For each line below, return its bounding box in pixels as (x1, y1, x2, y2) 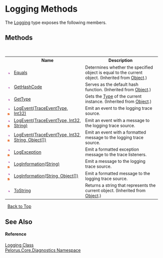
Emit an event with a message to (85, 117, 150, 123)
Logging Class (5, 242, 34, 248)
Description (108, 58, 133, 63)
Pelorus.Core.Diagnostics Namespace (5, 247, 81, 253)
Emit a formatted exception (85, 146, 139, 152)
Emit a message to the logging (85, 159, 146, 164)
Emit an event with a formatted (85, 129, 147, 135)
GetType (14, 96, 31, 102)
